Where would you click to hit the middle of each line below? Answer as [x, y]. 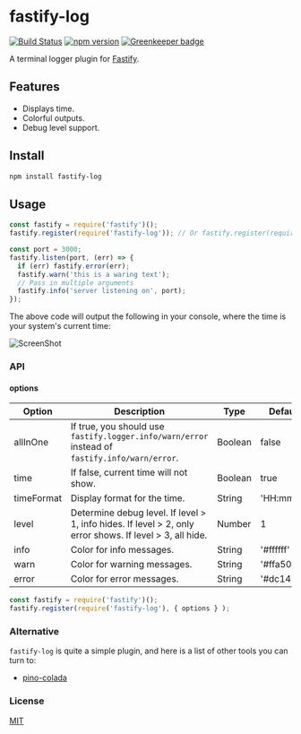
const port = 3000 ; [46, 249]
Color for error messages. [125, 579]
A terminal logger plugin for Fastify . [74, 58]
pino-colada [44, 678]
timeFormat [38, 498]
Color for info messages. [122, 550]
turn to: [23, 661]
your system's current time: [60, 326]
